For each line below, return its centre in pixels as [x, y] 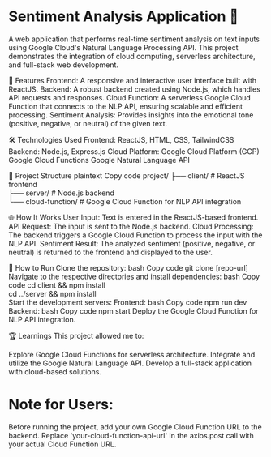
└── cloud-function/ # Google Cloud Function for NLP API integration [125, 201]
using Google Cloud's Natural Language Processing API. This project [123, 47]
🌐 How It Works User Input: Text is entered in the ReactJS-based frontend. [133, 217]
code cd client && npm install [57, 285]
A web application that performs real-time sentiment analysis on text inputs [134, 39]
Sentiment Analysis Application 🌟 [124, 17]
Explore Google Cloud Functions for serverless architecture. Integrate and [132, 354]
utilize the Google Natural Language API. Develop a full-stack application [130, 363]
